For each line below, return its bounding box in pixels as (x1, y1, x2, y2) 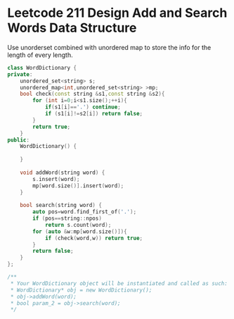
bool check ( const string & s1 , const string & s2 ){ (20, 90, 165, 98)
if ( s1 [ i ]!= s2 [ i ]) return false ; (44, 111, 143, 118)
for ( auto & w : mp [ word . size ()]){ (32, 227, 128, 235)
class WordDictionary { (7, 64, 77, 71)
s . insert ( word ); (32, 175, 80, 182)
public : (7, 136, 30, 144)
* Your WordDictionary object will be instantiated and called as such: (10, 280, 228, 287)
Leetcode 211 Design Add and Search (7, 5, 228, 21)
